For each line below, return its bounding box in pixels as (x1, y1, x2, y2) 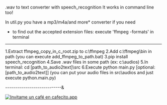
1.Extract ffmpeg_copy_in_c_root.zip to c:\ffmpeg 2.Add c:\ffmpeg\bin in (5, 48, 152, 54)
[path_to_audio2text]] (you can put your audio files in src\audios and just (5, 70, 154, 75)
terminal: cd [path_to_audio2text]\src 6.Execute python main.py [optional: (5, 64, 156, 70)
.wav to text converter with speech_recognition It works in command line (5, 4, 154, 10)
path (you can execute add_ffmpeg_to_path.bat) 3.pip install (5, 54, 128, 59)
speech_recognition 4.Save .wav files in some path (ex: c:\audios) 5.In (5, 59, 148, 65)
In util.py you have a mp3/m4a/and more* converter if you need (5, 19, 136, 25)
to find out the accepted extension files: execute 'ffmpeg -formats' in (12, 29, 154, 34)
